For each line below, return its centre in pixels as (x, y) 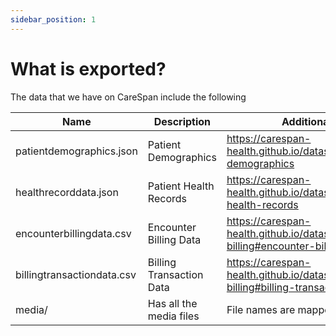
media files (173, 316)
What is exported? (88, 68)
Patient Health (181, 186)
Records (167, 198)
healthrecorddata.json (67, 192)
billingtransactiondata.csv (76, 274)
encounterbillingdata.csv (73, 233)
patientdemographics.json (76, 151)
